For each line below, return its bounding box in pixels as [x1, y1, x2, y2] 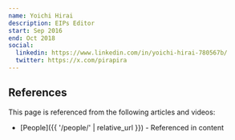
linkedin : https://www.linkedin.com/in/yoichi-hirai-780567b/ [15, 49, 228, 57]
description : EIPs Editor [8, 19, 95, 27]
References [8, 86, 67, 100]
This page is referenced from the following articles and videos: [8, 107, 216, 117]
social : [8, 42, 34, 50]
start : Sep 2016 [8, 26, 63, 34]
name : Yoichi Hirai [8, 11, 74, 20]
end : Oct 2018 [8, 34, 56, 42]
